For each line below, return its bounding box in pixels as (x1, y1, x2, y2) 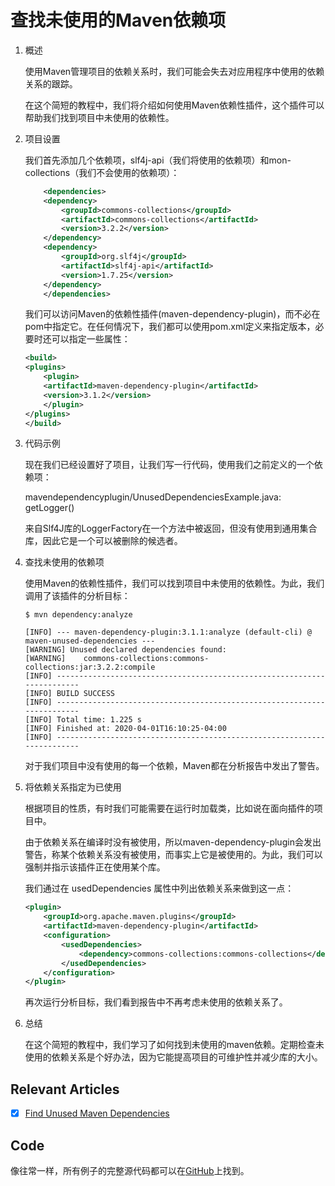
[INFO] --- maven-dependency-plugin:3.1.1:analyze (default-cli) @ (24, 627, 312, 638)
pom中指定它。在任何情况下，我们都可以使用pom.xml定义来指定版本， (24, 321, 316, 333)
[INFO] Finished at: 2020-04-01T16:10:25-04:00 (24, 724, 227, 734)
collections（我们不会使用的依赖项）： (24, 166, 180, 178)
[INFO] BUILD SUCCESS (24, 689, 115, 699)
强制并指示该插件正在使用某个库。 (24, 861, 166, 873)
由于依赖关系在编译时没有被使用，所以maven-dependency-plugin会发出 (24, 836, 322, 848)
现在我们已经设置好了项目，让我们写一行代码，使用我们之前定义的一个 (24, 459, 315, 471)
